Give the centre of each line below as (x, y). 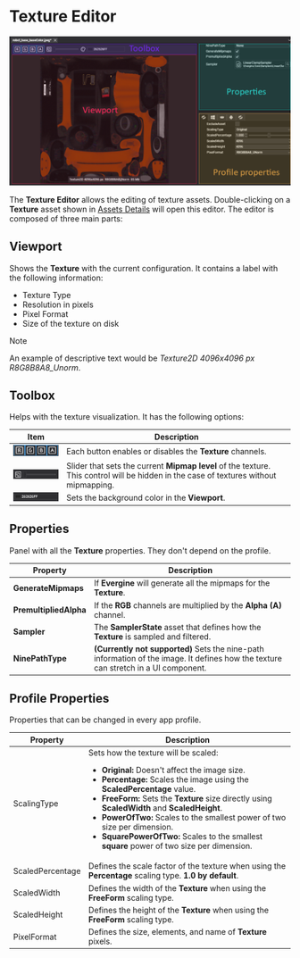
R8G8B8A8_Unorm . (45, 367)
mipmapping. (90, 485)
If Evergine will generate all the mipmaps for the (182, 583)
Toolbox (32, 395)
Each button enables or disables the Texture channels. (167, 452)
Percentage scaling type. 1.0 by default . (163, 876)
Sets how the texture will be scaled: (153, 753)
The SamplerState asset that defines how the (177, 627)
